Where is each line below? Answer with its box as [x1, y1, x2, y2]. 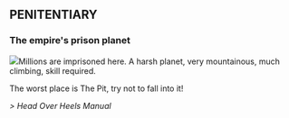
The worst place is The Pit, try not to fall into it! [9, 83, 184, 94]
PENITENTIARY [9, 7, 98, 23]
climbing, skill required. [9, 65, 97, 76]
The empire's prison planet [9, 34, 131, 47]
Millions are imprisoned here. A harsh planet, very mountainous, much [18, 56, 281, 67]
